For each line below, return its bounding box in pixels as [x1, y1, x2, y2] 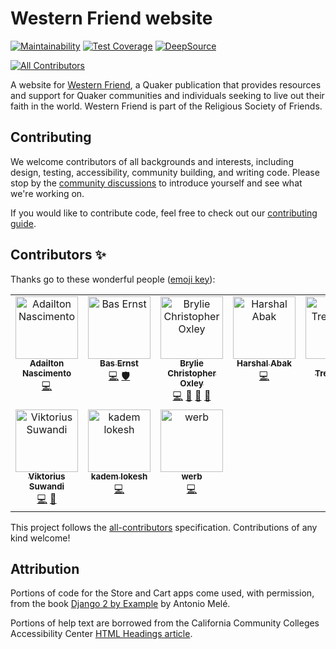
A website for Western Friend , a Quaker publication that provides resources [10, 78, 322, 91]
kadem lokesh [90, 471, 148, 482]
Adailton [29, 358, 65, 369]
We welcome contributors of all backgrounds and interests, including [10, 155, 294, 167]
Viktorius [28, 471, 66, 482]
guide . [10, 217, 37, 229]
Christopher [167, 368, 217, 379]
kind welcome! [10, 532, 71, 544]
